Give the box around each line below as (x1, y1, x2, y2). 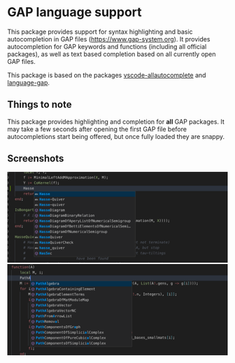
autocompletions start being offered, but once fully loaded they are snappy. (7, 132, 225, 140)
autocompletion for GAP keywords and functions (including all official (7, 42, 207, 51)
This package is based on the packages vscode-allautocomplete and (7, 71, 206, 79)
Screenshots (7, 152, 64, 165)
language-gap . (7, 78, 50, 86)
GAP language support (7, 4, 142, 20)
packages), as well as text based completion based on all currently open (7, 50, 216, 58)
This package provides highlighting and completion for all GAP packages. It (7, 117, 225, 126)
